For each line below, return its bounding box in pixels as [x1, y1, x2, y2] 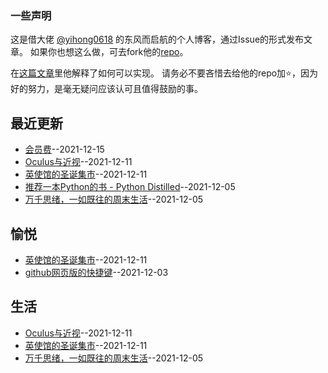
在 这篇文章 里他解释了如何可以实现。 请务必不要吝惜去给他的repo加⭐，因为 [10, 67, 318, 79]
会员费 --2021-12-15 [24, 143, 105, 156]
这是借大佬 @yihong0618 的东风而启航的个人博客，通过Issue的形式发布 [10, 33, 305, 46]
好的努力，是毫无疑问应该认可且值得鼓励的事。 [10, 83, 203, 95]
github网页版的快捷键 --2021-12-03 [24, 266, 169, 278]
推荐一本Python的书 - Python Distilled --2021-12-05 [24, 181, 236, 193]
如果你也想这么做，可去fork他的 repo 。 [29, 46, 189, 58]
